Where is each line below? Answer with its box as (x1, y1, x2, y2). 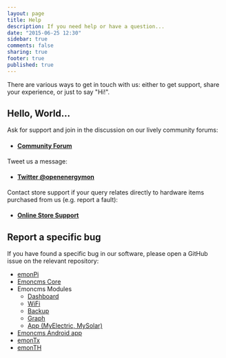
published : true (7, 61, 54, 68)
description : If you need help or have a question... (7, 23, 165, 30)
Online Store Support (17, 211, 79, 219)
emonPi (17, 270, 39, 279)
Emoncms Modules (17, 285, 72, 293)
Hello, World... (7, 108, 71, 119)
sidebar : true (7, 36, 48, 43)
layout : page (7, 10, 45, 17)
